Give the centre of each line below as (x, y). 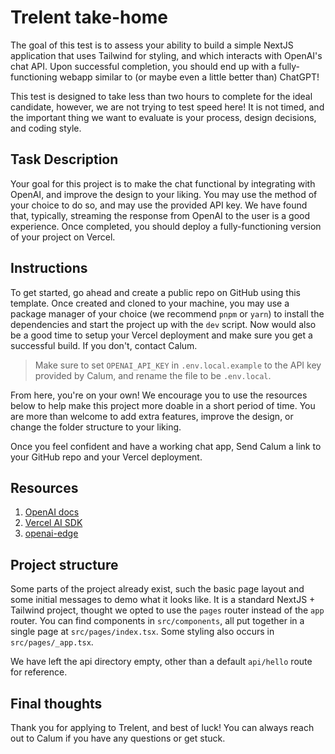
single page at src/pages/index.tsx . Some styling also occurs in (142, 632)
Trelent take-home (89, 17)
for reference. (39, 672)
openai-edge (51, 533)
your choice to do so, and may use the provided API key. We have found (159, 205)
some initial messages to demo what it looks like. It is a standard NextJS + (163, 600)
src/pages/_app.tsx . (52, 642)
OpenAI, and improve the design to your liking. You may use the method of (164, 194)
